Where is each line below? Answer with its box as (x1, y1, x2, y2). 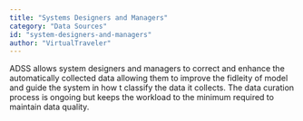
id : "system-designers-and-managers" (9, 30, 152, 39)
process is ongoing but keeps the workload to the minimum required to (9, 92, 275, 103)
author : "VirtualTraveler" (9, 38, 112, 48)
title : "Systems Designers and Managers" (9, 13, 169, 23)
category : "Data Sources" (9, 22, 107, 31)
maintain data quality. (9, 101, 90, 113)
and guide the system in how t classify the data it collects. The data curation (9, 82, 295, 93)
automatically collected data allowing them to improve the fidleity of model (9, 73, 288, 84)
